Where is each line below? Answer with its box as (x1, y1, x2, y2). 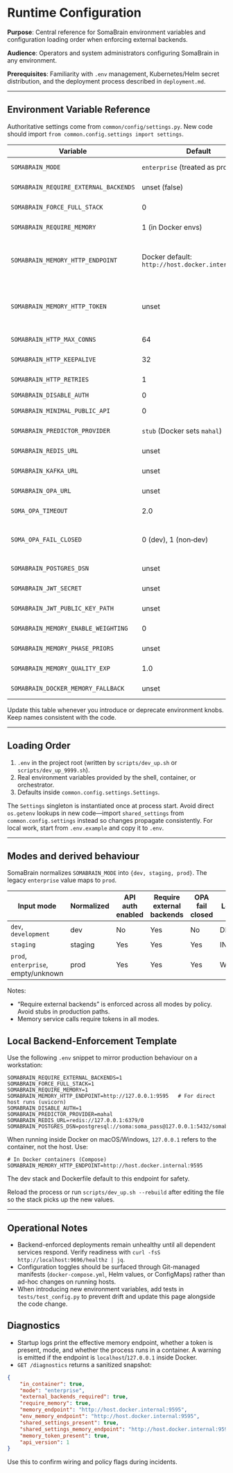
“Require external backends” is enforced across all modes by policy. (17, 1000, 213, 1009)
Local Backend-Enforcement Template (7, 1035, 178, 1047)
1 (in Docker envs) (141, 222, 202, 232)
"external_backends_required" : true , (19, 1394, 129, 1401)
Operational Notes (7, 1222, 88, 1234)
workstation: (7, 1061, 43, 1069)
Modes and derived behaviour (7, 850, 140, 862)
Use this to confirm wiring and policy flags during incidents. (7, 1458, 178, 1466)
